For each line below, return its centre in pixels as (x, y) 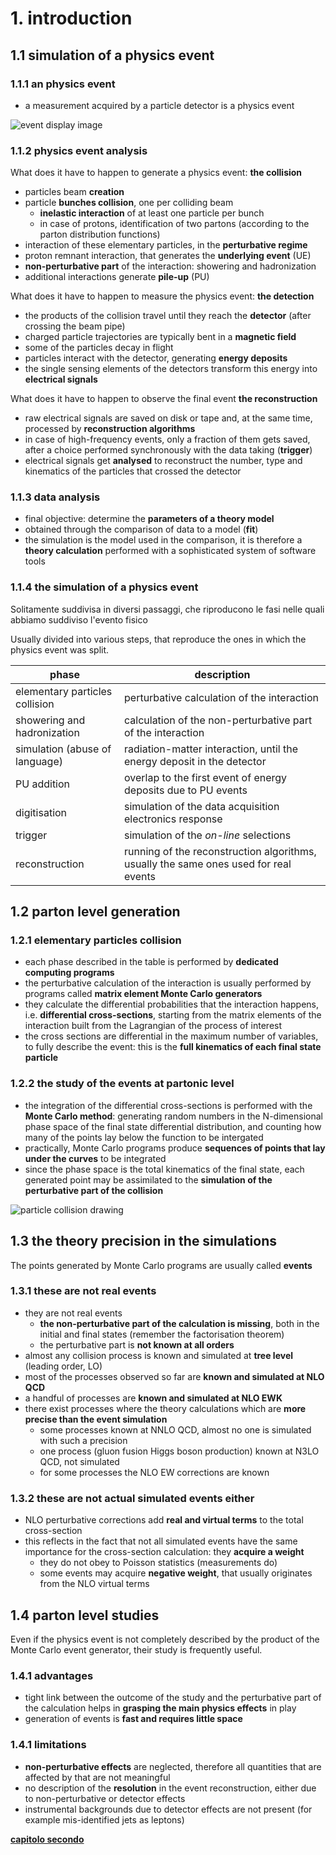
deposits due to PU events (186, 790)
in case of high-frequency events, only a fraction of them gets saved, (167, 439)
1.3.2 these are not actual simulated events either (132, 1498)
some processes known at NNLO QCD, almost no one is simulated (175, 1429)
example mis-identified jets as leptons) (104, 1819)
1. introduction (71, 18)
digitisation (41, 812)
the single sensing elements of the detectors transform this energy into (171, 369)
